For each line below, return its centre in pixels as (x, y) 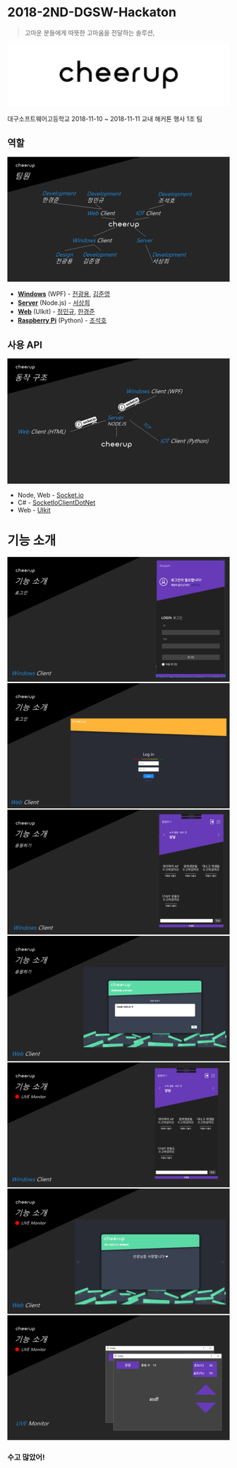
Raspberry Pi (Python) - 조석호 (62, 320)
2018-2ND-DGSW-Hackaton (92, 12)
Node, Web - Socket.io (50, 495)
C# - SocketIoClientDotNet (56, 503)
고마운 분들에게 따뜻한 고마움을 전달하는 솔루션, (90, 32)
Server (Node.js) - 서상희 (54, 303)
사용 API (25, 345)
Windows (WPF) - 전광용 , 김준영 (64, 294)
